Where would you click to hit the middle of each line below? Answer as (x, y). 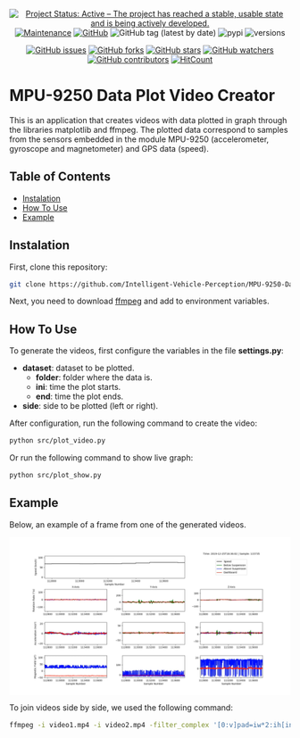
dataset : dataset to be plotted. (78, 368)
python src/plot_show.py (55, 476)
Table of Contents (60, 177)
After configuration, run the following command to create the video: (133, 423)
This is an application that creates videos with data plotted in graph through (148, 120)
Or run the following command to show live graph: (101, 458)
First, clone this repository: (58, 267)
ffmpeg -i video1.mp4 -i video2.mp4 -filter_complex (109, 726)
